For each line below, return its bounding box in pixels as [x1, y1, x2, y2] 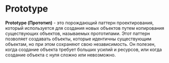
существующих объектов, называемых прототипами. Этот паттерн [5, 30, 150, 36]
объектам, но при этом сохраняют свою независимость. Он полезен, [5, 41, 156, 47]
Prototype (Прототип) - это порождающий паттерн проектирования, [5, 20, 154, 26]
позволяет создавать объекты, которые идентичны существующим [5, 36, 152, 42]
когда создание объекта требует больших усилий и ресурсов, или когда [5, 46, 162, 52]
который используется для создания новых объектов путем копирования [5, 25, 164, 31]
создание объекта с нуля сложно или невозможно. [5, 51, 116, 58]
